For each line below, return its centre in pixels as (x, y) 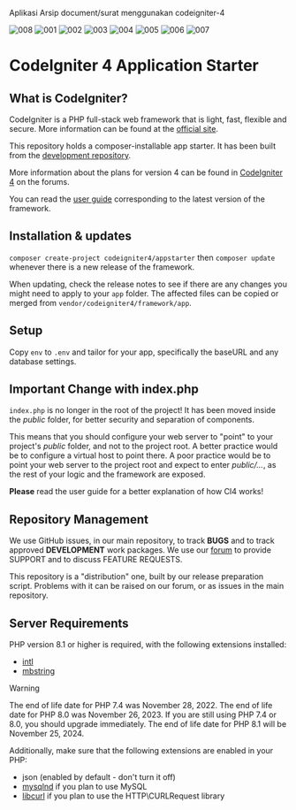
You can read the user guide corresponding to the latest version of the (137, 199)
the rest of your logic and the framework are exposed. (107, 474)
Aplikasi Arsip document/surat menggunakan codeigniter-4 (117, 13)
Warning (24, 688)
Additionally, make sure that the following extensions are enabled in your (141, 751)
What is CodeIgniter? (68, 98)
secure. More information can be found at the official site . (114, 129)
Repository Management (79, 520)
